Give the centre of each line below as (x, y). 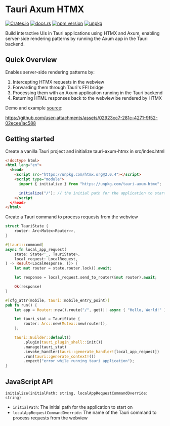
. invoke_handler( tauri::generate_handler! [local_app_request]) (91, 352)
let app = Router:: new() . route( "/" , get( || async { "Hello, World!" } (90, 310)
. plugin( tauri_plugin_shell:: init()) (63, 342)
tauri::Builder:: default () (43, 338)
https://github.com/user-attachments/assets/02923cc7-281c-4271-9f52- (81, 118)
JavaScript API (29, 382)
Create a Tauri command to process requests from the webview (72, 217)
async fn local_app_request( (36, 249)
